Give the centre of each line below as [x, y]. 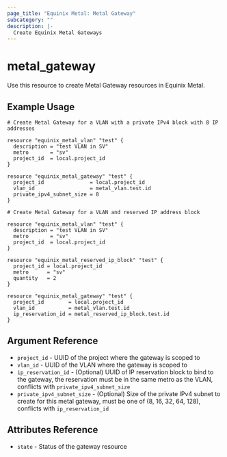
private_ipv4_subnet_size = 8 [56, 194]
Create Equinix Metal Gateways [58, 32]
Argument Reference [53, 341]
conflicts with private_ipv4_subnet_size [74, 387]
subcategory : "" [30, 20]
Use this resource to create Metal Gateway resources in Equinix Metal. [106, 86]
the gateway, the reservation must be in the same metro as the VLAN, [115, 379]
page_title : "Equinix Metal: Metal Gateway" [71, 13]
